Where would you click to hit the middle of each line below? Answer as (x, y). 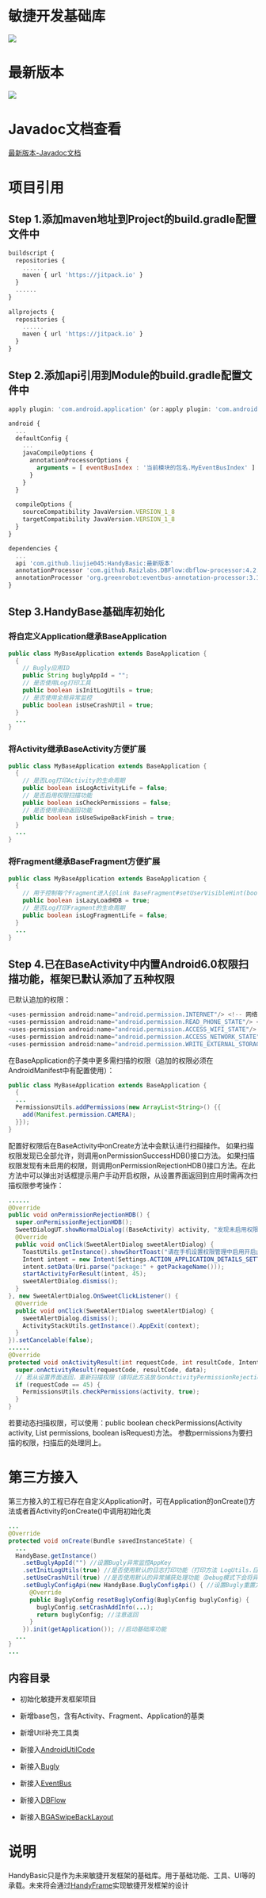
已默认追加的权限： (40, 999)
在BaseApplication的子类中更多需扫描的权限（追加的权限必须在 (111, 1060)
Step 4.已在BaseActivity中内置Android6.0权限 (123, 964)
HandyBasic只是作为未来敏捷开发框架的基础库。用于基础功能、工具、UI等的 (132, 1875)
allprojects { (32, 312)
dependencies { (33, 548)
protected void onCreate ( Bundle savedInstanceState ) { (101, 1541)
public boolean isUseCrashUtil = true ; (88, 705)
